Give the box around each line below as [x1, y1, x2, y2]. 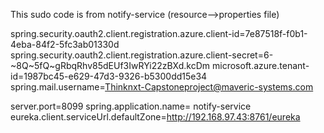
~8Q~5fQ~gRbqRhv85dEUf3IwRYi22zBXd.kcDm [10, 60, 211, 71]
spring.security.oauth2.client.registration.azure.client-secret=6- [10, 49, 274, 61]
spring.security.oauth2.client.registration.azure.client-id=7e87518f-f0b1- [10, 28, 308, 39]
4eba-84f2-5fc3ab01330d [10, 39, 120, 50]
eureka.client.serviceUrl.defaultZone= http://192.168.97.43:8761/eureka [10, 111, 301, 123]
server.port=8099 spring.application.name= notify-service [10, 100, 252, 112]
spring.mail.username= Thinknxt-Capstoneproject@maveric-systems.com [10, 81, 314, 93]
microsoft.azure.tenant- [212, 60, 310, 71]
